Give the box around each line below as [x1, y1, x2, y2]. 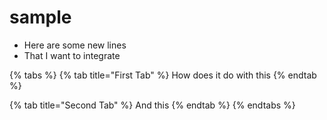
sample [9, 6, 72, 29]
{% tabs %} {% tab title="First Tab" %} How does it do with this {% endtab [9, 69, 317, 81]
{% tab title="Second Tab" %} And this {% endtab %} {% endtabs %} [9, 99, 296, 111]
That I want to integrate [23, 49, 121, 61]
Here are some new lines [23, 39, 127, 51]
